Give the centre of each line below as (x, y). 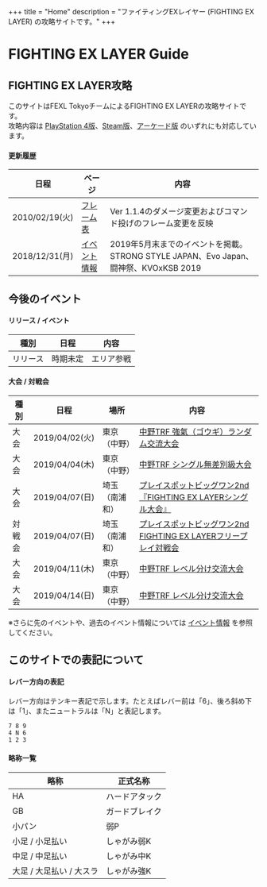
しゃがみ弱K (129, 841)
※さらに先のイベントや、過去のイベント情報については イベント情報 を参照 (130, 623)
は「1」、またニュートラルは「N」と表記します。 (87, 711)
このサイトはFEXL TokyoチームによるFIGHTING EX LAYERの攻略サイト (124, 106)
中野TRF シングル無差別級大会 (195, 465)
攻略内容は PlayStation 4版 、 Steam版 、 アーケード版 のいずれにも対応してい (132, 126)
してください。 (33, 632)
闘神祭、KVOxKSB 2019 (156, 268)
